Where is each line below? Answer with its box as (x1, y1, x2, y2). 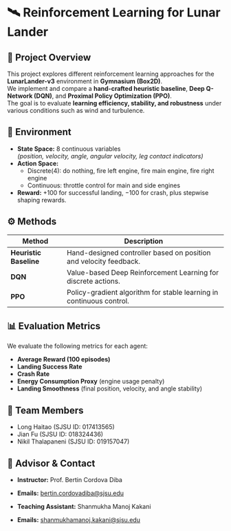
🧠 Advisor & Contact (7, 457, 96, 469)
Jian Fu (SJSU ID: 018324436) (16, 430, 104, 439)
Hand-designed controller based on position (66, 248, 211, 258)
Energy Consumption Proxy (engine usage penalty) (16, 377, 165, 386)
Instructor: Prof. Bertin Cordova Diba (16, 476, 122, 484)
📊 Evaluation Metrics (7, 320, 101, 332)
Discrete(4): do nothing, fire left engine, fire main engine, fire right (27, 166, 214, 175)
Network (7, 92, 33, 100)
